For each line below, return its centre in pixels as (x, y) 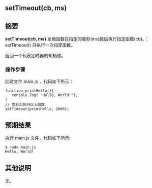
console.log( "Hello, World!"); (45, 95)
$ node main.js (21, 148)
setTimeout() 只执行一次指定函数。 (40, 45)
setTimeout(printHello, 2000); (37, 109)
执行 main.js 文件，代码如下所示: (38, 138)
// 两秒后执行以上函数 (25, 105)
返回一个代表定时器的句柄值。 (35, 56)
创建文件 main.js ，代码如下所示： (39, 81)
